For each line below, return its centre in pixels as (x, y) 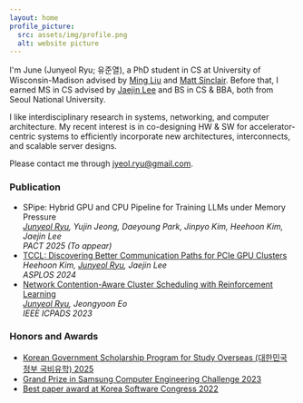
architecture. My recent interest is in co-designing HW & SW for (128, 127)
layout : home (34, 18)
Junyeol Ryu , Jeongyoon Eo (75, 303)
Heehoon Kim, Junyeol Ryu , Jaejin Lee (95, 265)
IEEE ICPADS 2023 (57, 313)
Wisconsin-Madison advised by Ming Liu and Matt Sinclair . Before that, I (144, 80)
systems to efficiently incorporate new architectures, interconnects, (164, 136)
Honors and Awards (54, 337)
